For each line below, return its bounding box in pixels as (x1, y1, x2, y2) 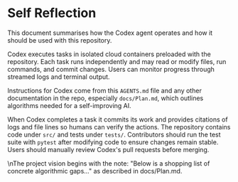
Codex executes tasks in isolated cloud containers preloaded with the (7, 50, 211, 58)
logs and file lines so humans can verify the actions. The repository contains (7, 122, 231, 131)
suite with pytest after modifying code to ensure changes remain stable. (7, 137, 219, 146)
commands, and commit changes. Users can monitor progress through (7, 65, 215, 73)
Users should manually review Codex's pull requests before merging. (7, 145, 210, 154)
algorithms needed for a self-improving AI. (7, 101, 131, 109)
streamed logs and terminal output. (7, 73, 110, 81)
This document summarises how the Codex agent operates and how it (7, 28, 213, 37)
